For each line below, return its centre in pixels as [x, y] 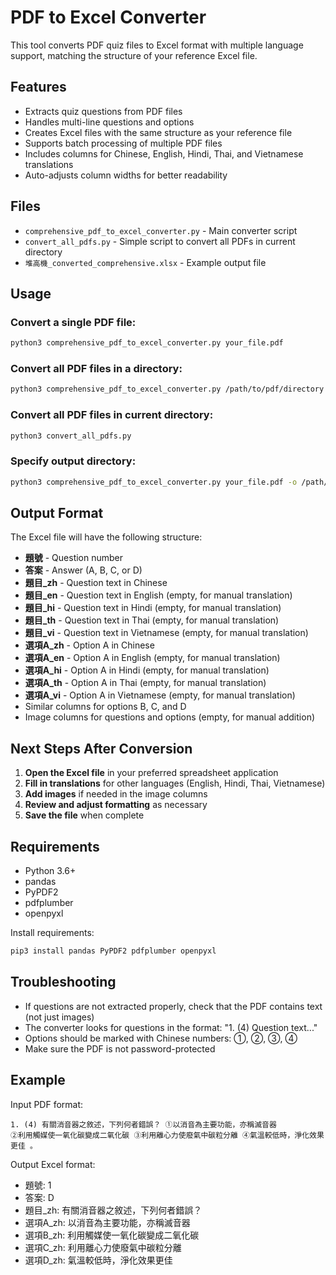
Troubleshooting [63, 982]
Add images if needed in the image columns [116, 794]
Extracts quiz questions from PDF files [103, 111]
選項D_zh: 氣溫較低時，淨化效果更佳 [98, 1260]
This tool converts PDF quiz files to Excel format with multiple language [157, 45]
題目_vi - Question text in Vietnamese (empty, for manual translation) [166, 633]
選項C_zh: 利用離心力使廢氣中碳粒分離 [103, 1247]
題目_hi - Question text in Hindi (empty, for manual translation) [153, 608]
